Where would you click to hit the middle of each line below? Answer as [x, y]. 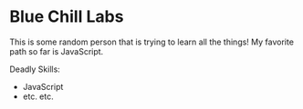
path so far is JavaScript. [57, 51]
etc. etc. [38, 96]
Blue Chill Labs [67, 17]
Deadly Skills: [35, 69]
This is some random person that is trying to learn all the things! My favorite [152, 42]
